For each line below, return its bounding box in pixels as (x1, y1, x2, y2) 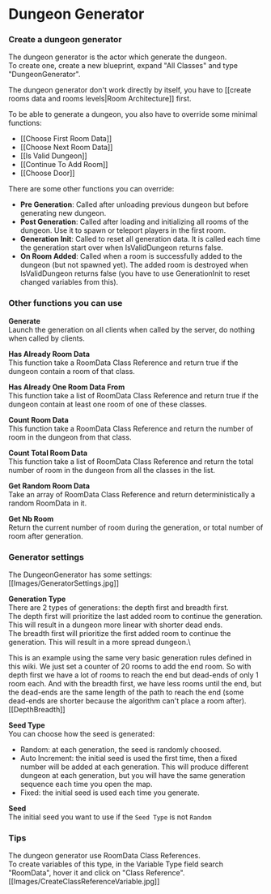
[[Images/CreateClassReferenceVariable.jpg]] (8, 877, 160, 887)
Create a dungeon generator (8, 34, 122, 45)
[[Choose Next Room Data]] (19, 143, 113, 153)
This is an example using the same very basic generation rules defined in (8, 653, 252, 663)
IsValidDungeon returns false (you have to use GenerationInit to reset (19, 269, 251, 278)
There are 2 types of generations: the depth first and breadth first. (8, 603, 229, 612)
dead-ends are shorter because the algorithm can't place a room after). (8, 696, 247, 706)
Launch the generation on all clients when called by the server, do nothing (8, 325, 256, 334)
